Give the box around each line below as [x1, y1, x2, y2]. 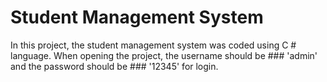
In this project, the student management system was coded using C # [10, 39, 297, 51]
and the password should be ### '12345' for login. [10, 60, 219, 72]
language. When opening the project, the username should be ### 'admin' [10, 49, 318, 61]
